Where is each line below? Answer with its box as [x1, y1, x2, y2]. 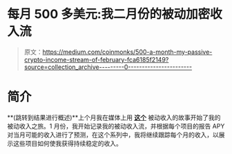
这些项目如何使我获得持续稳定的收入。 [12, 139, 122, 147]
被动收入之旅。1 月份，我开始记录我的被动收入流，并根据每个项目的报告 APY [7, 122, 225, 130]
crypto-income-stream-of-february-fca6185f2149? [23, 55, 169, 64]
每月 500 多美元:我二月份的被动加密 [7, 6, 211, 22]
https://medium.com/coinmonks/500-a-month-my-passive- [42, 48, 213, 56]
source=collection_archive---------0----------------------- [23, 63, 192, 71]
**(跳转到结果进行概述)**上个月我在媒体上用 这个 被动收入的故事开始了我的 [7, 113, 221, 122]
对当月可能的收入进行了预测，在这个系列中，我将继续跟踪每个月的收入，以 [7, 131, 219, 139]
